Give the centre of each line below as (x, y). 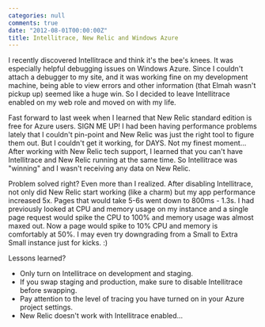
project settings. (46, 307)
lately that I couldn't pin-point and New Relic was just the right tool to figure (131, 135)
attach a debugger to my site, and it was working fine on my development (128, 77)
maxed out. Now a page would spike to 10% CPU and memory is (113, 226)
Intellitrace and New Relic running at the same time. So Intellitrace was (123, 160)
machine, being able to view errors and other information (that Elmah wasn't (132, 86)
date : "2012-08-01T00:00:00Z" (58, 30)
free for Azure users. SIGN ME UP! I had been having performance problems (132, 126)
